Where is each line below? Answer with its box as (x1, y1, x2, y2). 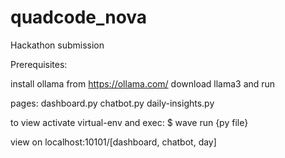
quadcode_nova (10, 6, 148, 29)
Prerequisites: (10, 58, 68, 70)
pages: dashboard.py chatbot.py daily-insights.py (10, 97, 215, 109)
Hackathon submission (10, 39, 105, 51)
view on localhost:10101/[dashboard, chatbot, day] (10, 136, 217, 148)
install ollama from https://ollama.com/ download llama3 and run (10, 77, 276, 90)
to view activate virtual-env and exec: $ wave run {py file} (10, 116, 249, 128)
